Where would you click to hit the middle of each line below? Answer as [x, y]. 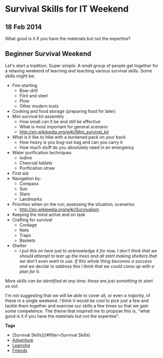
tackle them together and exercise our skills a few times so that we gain [77, 305]
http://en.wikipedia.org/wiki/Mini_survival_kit [64, 132]
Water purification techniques [42, 152]
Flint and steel [33, 95]
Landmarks [31, 199]
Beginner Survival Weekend [48, 54]
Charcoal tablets [36, 163]
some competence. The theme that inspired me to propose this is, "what [77, 311]
